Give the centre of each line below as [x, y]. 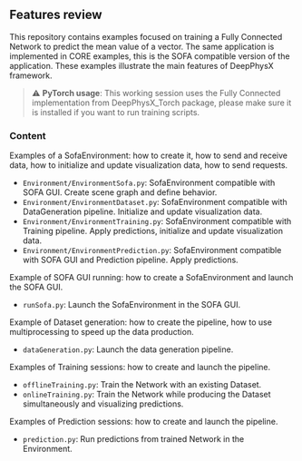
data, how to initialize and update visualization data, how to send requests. [149, 165]
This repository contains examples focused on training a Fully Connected [146, 36]
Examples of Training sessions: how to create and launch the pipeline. [140, 368]
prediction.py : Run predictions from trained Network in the [133, 439]
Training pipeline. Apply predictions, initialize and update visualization [153, 231]
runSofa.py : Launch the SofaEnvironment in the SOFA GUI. [132, 305]
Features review [56, 15]
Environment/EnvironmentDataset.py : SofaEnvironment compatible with [155, 202]
